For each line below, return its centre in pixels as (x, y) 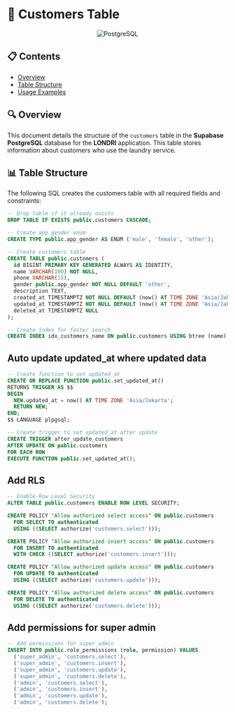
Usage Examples (42, 92)
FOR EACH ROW (26, 452)
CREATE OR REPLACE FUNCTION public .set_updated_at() (86, 381)
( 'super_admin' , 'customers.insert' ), (70, 663)
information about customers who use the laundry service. (92, 150)
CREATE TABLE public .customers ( (56, 259)
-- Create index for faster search (59, 330)
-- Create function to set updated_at (64, 374)
